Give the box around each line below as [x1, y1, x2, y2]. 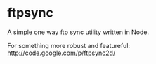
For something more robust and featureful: [7, 41, 131, 49]
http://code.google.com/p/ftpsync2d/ [7, 49, 116, 57]
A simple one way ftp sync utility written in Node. [7, 28, 150, 36]
